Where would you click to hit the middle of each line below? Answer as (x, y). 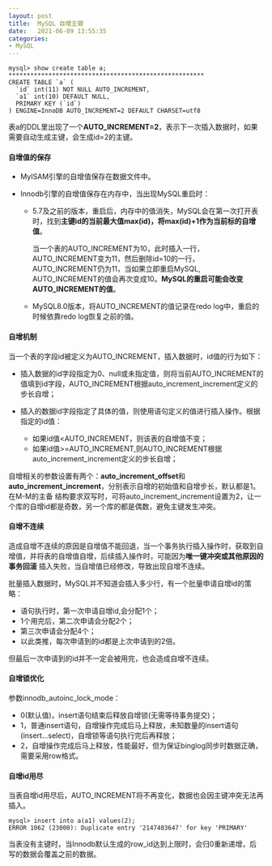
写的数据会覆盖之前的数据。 (55, 854)
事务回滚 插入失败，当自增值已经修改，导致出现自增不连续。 (108, 566)
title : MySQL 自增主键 (46, 24)
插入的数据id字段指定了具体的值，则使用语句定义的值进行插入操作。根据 (140, 411)
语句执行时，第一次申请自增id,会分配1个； (89, 611)
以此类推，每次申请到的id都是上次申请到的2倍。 (100, 641)
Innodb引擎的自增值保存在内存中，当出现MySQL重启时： (115, 194)
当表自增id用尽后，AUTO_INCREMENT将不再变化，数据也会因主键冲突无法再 (136, 795)
